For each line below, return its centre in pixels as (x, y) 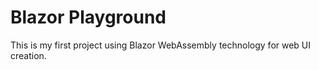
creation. (28, 55)
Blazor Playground (88, 17)
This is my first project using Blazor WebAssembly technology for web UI (161, 45)
